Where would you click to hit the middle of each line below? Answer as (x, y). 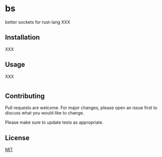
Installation (22, 37)
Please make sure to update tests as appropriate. (54, 122)
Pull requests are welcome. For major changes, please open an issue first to (81, 108)
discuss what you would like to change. (45, 113)
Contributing (25, 96)
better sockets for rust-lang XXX (38, 22)
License (17, 138)
